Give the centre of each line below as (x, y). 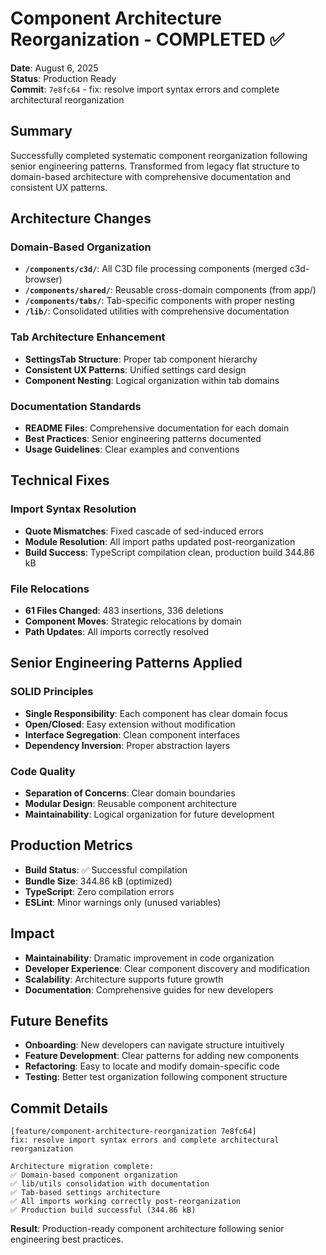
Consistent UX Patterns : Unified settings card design (135, 369)
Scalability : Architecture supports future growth (124, 979)
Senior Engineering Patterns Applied (126, 663)
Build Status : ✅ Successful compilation (106, 869)
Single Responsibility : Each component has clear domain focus (156, 713)
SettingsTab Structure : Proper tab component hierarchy (141, 359)
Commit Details (59, 1108)
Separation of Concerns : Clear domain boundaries (130, 793)
